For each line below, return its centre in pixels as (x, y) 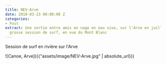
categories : (17, 19)
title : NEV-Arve (22, 10)
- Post (12, 23)
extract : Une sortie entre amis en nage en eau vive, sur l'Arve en (77, 28)
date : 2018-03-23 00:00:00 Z (35, 14)
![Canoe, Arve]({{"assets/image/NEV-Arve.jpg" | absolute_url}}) (70, 56)
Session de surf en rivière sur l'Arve (41, 47)
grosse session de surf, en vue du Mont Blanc (58, 32)
